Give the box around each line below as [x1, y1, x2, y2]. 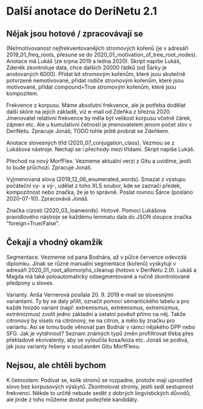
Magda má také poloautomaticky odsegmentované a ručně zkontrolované [6, 272, 190, 280]
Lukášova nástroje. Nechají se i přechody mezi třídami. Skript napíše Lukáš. [6, 146, 195, 153]
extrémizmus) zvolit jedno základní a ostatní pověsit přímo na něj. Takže [6, 310, 186, 317]
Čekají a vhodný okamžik [6, 237, 103, 247]
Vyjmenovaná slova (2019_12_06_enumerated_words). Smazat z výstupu [6, 176, 186, 183]
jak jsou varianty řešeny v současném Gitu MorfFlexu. [6, 342, 141, 350]
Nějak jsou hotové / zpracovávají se [6, 29, 144, 39]
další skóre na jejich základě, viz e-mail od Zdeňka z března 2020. [6, 108, 171, 115]
